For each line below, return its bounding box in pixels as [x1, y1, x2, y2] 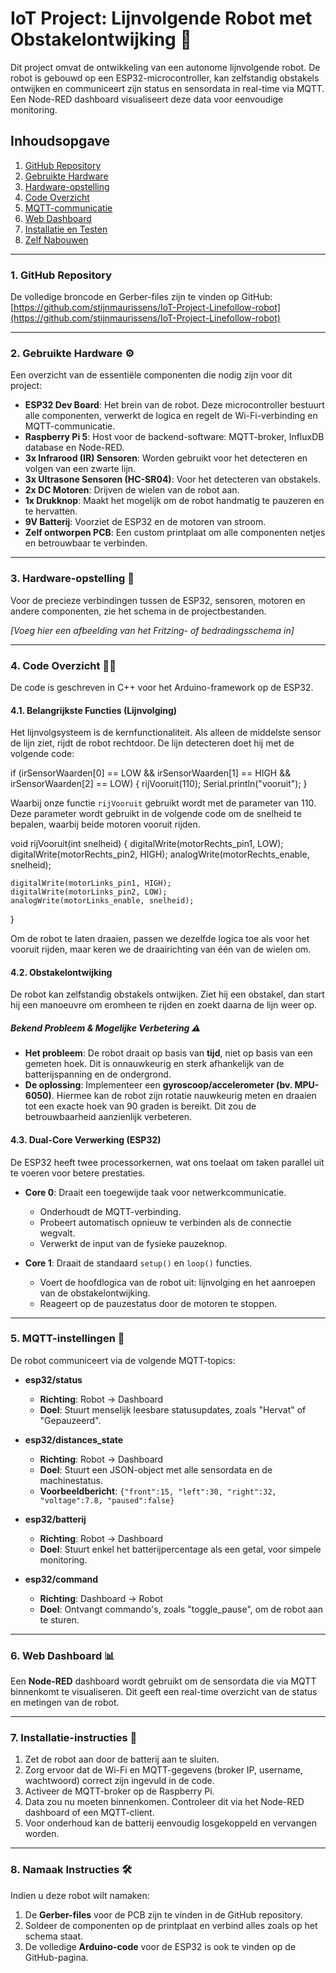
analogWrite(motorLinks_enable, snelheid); [10, 896, 195, 906]
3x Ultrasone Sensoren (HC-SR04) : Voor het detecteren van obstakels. [24, 473, 321, 486]
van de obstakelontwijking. [39, 1287, 151, 1299]
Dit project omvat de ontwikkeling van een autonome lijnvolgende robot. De [10, 61, 321, 73]
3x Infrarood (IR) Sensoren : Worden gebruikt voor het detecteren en [24, 452, 308, 464]
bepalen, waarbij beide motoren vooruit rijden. [10, 818, 201, 831]
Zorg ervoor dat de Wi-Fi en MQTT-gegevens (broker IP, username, [24, 1764, 303, 1776]
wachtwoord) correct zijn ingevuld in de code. [24, 1775, 215, 1787]
